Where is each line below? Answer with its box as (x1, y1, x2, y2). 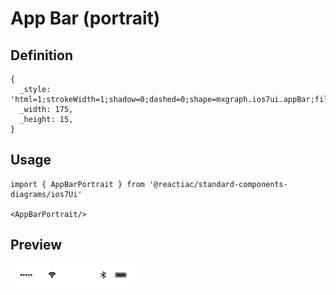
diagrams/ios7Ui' (10, 189, 83, 199)
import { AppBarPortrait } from (10, 179, 145, 189)
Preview (10, 237, 63, 254)
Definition (10, 47, 73, 64)
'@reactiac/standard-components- (148, 179, 288, 189)
